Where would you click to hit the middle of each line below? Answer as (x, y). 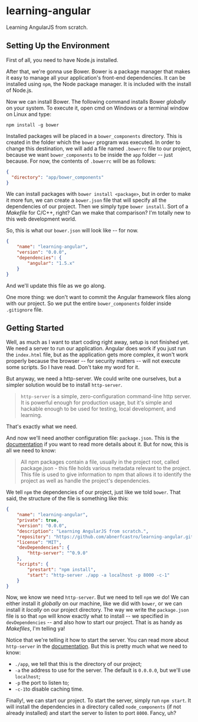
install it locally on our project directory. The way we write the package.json (98, 610)
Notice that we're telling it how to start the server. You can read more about (98, 640)
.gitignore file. (24, 309)
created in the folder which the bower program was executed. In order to (93, 142)
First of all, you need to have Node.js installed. (62, 60)
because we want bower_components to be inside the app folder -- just (90, 155)
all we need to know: (31, 451)
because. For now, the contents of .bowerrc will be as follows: (81, 161)
